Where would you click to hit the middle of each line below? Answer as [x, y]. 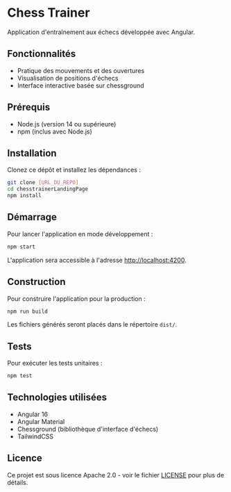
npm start [22, 247]
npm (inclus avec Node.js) [54, 131]
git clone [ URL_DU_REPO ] [43, 183]
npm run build [28, 311]
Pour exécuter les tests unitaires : [55, 363]
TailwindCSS [35, 436]
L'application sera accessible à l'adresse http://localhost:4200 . [97, 260]
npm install [24, 196]
